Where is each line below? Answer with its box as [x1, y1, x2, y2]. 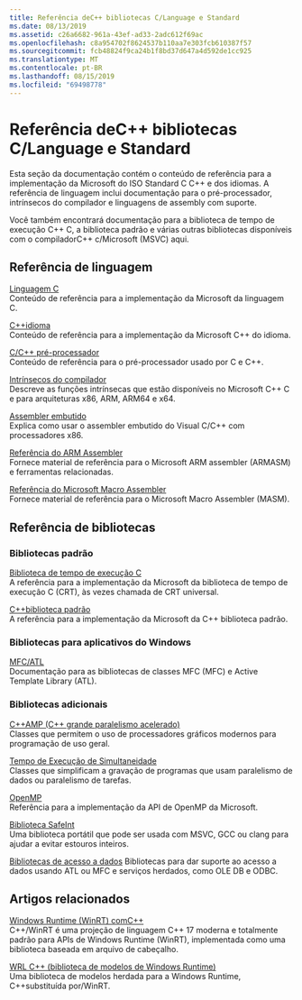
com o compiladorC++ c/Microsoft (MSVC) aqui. [9, 234, 189, 244]
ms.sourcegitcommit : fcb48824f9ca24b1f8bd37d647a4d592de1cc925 [9, 47, 252, 56]
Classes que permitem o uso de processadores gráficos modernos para [9, 728, 277, 739]
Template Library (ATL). [9, 675, 97, 686]
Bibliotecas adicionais [9, 698, 108, 711]
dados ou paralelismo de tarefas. [9, 775, 132, 785]
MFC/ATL [9, 656, 45, 667]
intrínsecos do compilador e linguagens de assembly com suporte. [9, 197, 257, 207]
